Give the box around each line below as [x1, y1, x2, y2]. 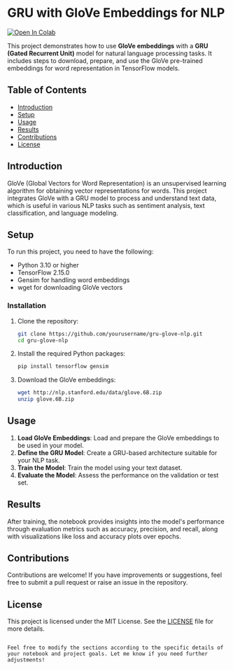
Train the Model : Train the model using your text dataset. [17, 463, 183, 472]
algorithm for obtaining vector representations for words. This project [7, 186, 207, 195]
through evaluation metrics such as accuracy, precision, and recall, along [7, 524, 218, 533]
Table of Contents [7, 84, 87, 96]
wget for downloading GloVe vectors [17, 284, 123, 292]
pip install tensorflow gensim [17, 363, 109, 370]
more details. [7, 624, 45, 633]
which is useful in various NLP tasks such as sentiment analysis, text [7, 201, 205, 209]
